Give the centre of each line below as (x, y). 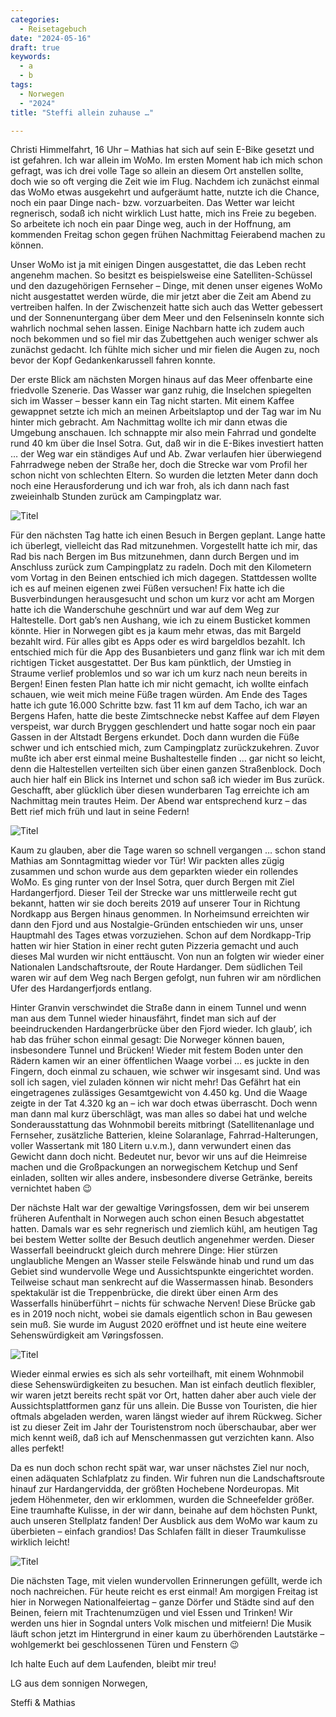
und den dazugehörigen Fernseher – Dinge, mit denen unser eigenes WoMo (166, 286)
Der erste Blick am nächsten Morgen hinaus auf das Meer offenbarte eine (161, 380)
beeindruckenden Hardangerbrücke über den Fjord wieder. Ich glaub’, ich (161, 1029)
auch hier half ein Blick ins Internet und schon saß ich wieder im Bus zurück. (167, 780)
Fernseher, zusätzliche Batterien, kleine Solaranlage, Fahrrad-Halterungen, (164, 1135)
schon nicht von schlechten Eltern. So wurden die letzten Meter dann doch (164, 475)
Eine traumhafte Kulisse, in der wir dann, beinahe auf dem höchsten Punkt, (164, 1510)
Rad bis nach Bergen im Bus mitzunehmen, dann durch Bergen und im (155, 557)
